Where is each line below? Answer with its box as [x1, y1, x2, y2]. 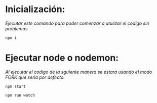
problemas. [5, 25, 29, 31]
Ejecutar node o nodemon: [5, 52, 119, 64]
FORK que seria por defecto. [5, 74, 65, 80]
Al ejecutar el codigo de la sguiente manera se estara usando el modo [5, 69, 152, 75]
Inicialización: [5, 4, 65, 15]
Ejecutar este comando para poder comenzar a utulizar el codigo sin [5, 20, 149, 26]
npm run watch [5, 92, 35, 98]
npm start [5, 84, 26, 89]
